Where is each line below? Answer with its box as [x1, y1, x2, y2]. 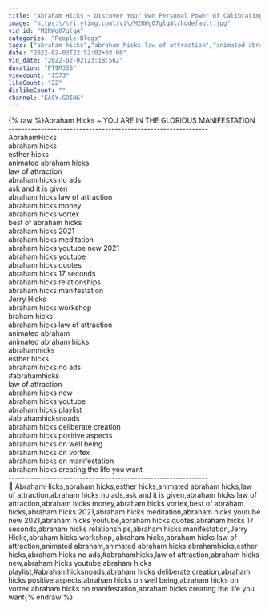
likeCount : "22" [8, 79, 62, 87]
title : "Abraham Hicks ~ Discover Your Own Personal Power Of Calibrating [8, 11, 263, 20]
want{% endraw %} [8, 592, 74, 602]
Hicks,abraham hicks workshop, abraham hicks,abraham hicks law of [8, 533, 238, 542]
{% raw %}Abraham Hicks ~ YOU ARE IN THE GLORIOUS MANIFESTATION [8, 115, 255, 125]
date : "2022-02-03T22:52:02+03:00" [8, 49, 127, 57]
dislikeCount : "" [8, 86, 66, 95]
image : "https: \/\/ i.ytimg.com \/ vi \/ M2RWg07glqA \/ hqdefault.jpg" [8, 19, 231, 27]
